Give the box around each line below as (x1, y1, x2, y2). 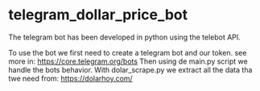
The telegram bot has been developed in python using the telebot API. (8, 32, 241, 42)
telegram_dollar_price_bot (8, 6, 188, 24)
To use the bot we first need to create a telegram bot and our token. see (8, 48, 247, 57)
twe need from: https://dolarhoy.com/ (8, 73, 133, 83)
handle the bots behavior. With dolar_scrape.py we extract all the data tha (8, 64, 253, 74)
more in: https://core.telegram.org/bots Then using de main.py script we (8, 56, 248, 66)
